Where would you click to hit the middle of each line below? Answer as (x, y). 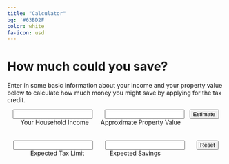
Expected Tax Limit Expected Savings (95, 153)
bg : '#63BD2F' (28, 20)
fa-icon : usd (26, 33)
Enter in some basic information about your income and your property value (115, 86)
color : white (26, 26)
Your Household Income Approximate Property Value (101, 122)
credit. (16, 100)
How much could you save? (88, 67)
